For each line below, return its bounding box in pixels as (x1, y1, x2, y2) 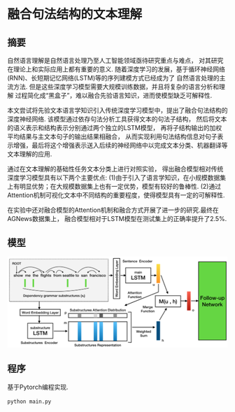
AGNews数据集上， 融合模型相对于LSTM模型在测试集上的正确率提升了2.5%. (7, 215, 227, 222)
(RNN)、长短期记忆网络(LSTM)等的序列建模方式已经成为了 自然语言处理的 (7, 74, 220, 82)
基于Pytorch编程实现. (7, 383, 69, 391)
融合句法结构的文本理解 (7, 6, 143, 22)
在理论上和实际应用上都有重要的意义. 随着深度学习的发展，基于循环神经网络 (7, 65, 225, 73)
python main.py (7, 398, 52, 405)
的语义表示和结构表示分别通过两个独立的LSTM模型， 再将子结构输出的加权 (7, 124, 222, 132)
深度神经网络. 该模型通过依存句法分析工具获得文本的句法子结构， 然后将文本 (7, 115, 227, 123)
